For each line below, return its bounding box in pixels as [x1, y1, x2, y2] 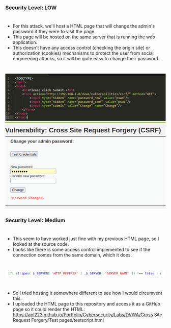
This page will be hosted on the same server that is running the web [12, 34, 155, 40]
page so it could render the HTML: [12, 306, 85, 313]
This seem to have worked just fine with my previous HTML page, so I [12, 236, 159, 242]
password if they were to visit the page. [12, 29, 96, 35]
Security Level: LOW [5, 4, 57, 11]
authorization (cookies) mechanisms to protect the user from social [12, 50, 154, 56]
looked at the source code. [12, 241, 69, 247]
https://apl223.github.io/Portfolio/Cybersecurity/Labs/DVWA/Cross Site [12, 312, 162, 318]
